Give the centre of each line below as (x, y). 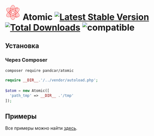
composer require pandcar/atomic (39, 70)
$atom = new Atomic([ (27, 91)
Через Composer (26, 60)
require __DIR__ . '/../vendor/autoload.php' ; (52, 80)
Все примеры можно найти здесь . (41, 128)
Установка (22, 46)
